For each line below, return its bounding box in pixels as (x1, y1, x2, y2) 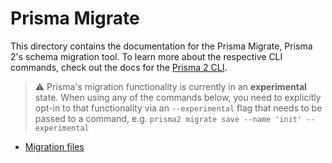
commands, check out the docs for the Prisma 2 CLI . (10, 61, 228, 73)
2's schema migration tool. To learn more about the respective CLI (10, 50, 283, 62)
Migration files (24, 140, 85, 152)
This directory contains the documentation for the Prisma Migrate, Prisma (10, 40, 313, 52)
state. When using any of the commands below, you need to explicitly (34, 91, 322, 103)
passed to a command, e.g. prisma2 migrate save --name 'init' (34, 112, 303, 124)
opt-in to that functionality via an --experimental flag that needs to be (34, 102, 323, 114)
